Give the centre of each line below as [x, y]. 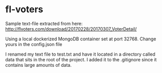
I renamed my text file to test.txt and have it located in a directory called [80, 54]
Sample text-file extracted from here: [44, 23]
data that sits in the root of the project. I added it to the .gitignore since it [81, 59]
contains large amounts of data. [39, 65]
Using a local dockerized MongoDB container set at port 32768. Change [81, 39]
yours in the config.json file [34, 44]
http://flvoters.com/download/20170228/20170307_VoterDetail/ [71, 29]
